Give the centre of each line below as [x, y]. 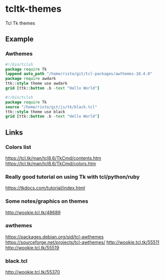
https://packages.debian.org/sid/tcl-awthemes [55, 236]
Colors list [18, 147]
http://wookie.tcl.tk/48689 [33, 212]
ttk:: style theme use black [35, 112]
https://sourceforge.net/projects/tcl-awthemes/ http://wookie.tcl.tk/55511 [82, 242]
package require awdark [31, 79]
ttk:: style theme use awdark [36, 83]
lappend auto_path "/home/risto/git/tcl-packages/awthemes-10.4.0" [79, 74]
